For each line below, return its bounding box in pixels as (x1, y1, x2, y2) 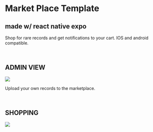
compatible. (5, 40, 29, 46)
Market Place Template (5, 3, 100, 14)
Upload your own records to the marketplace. (5, 85, 96, 91)
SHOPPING (5, 109, 39, 117)
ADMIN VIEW (5, 63, 46, 72)
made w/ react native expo (5, 22, 87, 30)
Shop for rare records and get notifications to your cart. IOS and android (5, 35, 149, 41)
